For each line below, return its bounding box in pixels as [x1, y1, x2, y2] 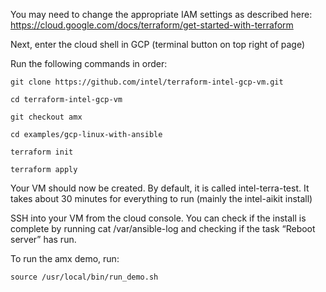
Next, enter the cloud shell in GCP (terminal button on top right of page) [10, 39, 306, 50]
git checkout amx [10, 112, 83, 122]
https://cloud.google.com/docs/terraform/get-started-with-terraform [10, 19, 294, 31]
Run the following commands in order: [10, 58, 168, 69]
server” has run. [10, 234, 77, 245]
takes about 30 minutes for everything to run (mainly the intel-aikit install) [10, 193, 313, 204]
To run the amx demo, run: [10, 253, 120, 264]
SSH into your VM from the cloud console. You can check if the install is [10, 212, 307, 224]
